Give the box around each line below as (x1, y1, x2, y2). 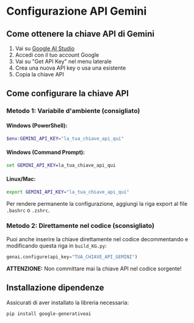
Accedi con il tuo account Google (15, 51, 99, 59)
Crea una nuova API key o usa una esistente (15, 64, 126, 71)
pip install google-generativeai (6, 310, 92, 317)
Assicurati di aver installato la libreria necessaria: (6, 299, 129, 306)
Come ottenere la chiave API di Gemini (6, 29, 154, 39)
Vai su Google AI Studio (15, 45, 75, 52)
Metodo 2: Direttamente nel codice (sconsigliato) (6, 222, 154, 230)
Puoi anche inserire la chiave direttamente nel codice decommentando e (6, 235, 189, 242)
